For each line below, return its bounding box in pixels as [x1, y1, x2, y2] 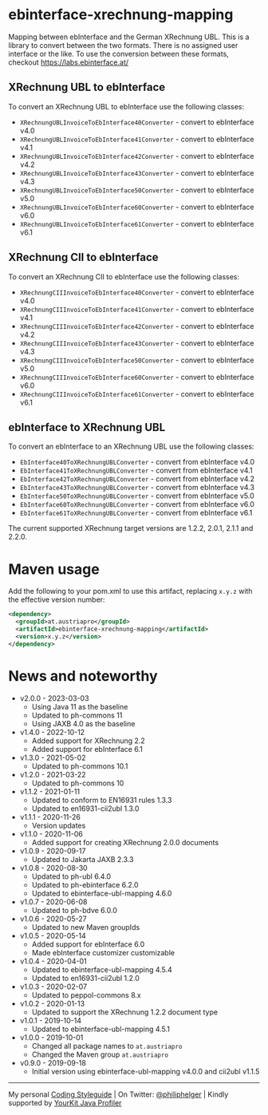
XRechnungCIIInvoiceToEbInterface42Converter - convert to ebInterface [19, 321, 254, 330]
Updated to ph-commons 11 [31, 710, 123, 720]
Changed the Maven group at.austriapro [31, 1050, 169, 1059]
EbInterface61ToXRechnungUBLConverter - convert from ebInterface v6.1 [19, 508, 253, 518]
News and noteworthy [8, 666, 158, 685]
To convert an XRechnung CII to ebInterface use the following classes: [8, 271, 240, 281]
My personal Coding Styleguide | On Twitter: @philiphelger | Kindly [8, 1089, 229, 1099]
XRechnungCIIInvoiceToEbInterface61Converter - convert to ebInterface [19, 389, 254, 398]
